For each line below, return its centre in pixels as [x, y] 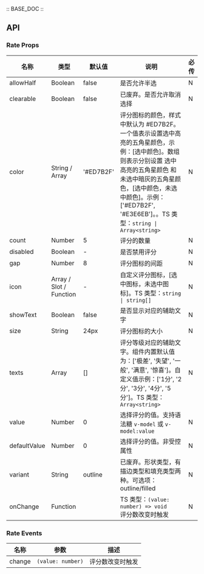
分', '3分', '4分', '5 [145, 388]
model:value [137, 431]
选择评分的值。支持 [147, 415]
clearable [23, 99]
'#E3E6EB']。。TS [145, 214]
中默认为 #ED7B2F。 [150, 124]
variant [19, 474]
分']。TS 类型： [142, 397]
